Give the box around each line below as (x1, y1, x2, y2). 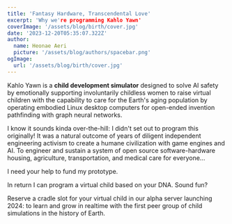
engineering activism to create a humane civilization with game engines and (7, 138, 225, 147)
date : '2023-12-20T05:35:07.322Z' (7, 29, 108, 37)
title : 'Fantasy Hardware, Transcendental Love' (7, 10, 151, 17)
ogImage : (7, 56, 33, 63)
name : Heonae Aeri (13, 42, 68, 49)
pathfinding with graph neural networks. (7, 111, 123, 119)
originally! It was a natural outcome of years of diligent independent (7, 131, 201, 140)
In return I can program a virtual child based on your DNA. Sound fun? (7, 180, 208, 189)
